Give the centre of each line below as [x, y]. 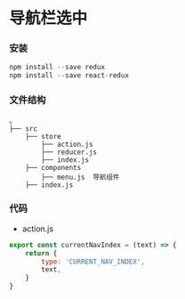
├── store [44, 136]
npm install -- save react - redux [69, 76]
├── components [53, 167]
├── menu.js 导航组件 [80, 177]
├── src [24, 129]
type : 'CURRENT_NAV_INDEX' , [93, 262]
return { [41, 253]
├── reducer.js [69, 152]
